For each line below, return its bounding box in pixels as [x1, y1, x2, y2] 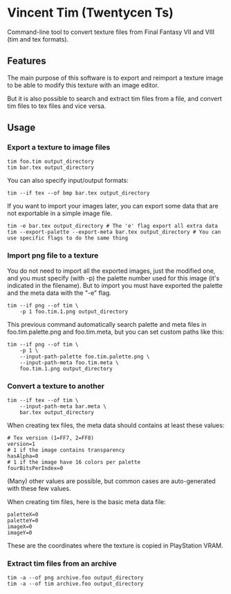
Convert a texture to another [7, 381, 105, 390]
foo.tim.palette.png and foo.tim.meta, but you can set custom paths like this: [7, 327, 225, 336]
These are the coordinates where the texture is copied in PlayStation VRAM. [7, 541, 223, 550]
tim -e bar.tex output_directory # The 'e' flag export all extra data [7, 223, 218, 230]
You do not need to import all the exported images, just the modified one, [7, 267, 216, 275]
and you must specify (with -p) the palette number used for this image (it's [7, 273, 220, 282]
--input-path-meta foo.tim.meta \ [19, 359, 119, 366]
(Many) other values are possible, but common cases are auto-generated [7, 477, 216, 485]
